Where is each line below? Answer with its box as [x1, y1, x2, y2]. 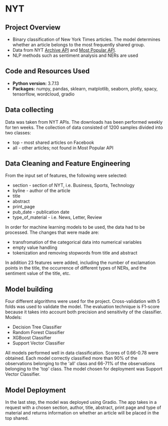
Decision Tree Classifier [12, 324, 62, 330]
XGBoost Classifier [12, 335, 52, 341]
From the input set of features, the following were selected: [5, 173, 127, 179]
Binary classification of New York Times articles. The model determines [12, 36, 160, 42]
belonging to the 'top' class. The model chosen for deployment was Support [5, 366, 163, 372]
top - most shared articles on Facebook [12, 139, 94, 145]
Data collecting [5, 106, 54, 114]
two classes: [5, 129, 31, 136]
